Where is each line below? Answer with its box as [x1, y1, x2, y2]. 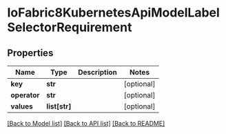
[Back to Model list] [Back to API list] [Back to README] [7, 119, 165, 127]
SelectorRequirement [7, 19, 132, 35]
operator [10, 90, 40, 99]
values [10, 102, 33, 111]
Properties [7, 47, 54, 59]
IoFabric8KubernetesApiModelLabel [7, 5, 220, 21]
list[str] [46, 102, 72, 111]
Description [78, 68, 117, 77]
